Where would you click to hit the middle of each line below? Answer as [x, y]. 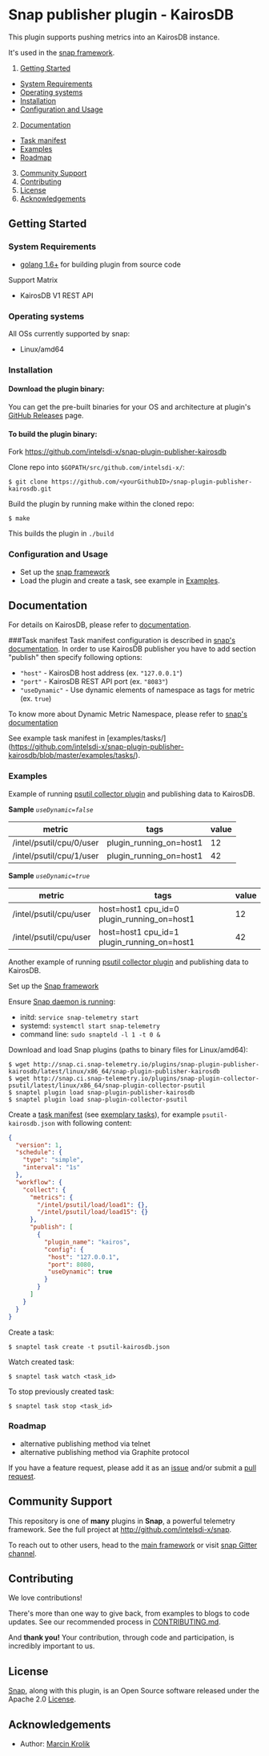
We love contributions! [45, 1598]
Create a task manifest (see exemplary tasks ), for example [104, 1114]
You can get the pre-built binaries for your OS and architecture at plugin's [130, 407]
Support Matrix [33, 279]
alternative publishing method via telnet [85, 1444]
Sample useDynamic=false [51, 809]
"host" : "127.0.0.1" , [84, 1257]
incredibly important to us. [52, 1646]
